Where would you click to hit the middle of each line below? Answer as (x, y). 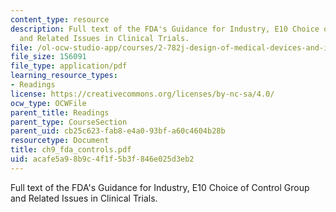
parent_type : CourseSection (69, 122)
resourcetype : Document (60, 141)
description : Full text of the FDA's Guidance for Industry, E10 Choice (165, 29)
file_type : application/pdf (69, 66)
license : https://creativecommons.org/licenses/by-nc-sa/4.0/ (142, 94)
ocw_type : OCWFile (48, 103)
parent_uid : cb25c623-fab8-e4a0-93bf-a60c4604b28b (118, 131)
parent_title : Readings (60, 112)
